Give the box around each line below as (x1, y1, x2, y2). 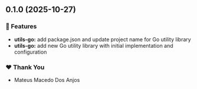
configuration (14, 48, 47, 55)
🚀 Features (5, 22, 37, 31)
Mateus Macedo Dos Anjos (14, 76, 80, 83)
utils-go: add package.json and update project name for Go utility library (14, 35, 191, 43)
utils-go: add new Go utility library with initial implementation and (14, 42, 173, 49)
